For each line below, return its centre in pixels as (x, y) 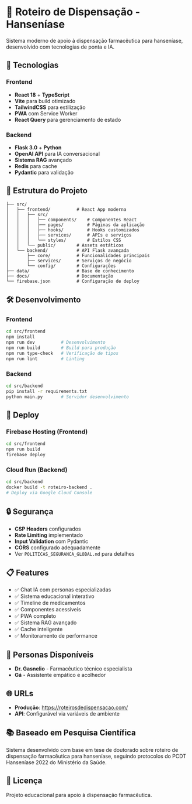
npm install (20, 337)
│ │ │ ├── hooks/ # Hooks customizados (73, 230)
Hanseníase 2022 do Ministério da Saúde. (56, 762)
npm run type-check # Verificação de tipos (62, 353)
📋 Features (27, 573)
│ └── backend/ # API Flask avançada (68, 250)
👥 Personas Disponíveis (50, 654)
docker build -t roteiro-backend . (49, 487)
